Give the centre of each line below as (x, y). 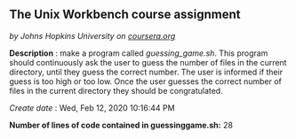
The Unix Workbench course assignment (125, 15)
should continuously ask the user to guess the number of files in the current (148, 62)
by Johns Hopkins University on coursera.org (92, 35)
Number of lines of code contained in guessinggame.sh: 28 (121, 125)
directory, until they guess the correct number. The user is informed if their (146, 72)
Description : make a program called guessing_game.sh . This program (139, 53)
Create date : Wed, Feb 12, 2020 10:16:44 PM (92, 108)
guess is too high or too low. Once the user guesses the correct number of (146, 81)
